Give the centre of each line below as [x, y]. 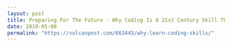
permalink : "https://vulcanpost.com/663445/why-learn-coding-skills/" [111, 33]
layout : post [26, 13]
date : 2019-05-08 [32, 26]
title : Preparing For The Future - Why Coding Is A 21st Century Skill [112, 20]
